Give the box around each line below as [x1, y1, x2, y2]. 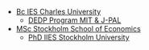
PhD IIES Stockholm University [27, 32, 130, 42]
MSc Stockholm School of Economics [15, 24, 141, 33]
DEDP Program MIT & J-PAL [27, 15, 122, 25]
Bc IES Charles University [15, 7, 101, 16]
